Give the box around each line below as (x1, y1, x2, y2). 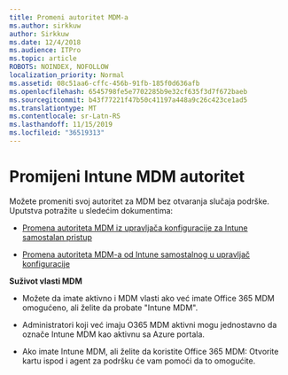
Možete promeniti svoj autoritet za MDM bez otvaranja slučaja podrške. (9, 196, 270, 207)
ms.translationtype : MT (9, 104, 97, 113)
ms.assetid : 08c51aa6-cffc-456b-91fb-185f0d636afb (9, 79, 200, 88)
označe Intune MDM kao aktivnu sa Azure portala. (21, 329, 206, 340)
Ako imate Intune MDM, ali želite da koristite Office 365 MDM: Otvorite (21, 346, 279, 356)
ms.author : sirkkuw (9, 21, 82, 30)
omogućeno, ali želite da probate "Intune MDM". (21, 302, 198, 313)
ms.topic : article (9, 54, 77, 63)
